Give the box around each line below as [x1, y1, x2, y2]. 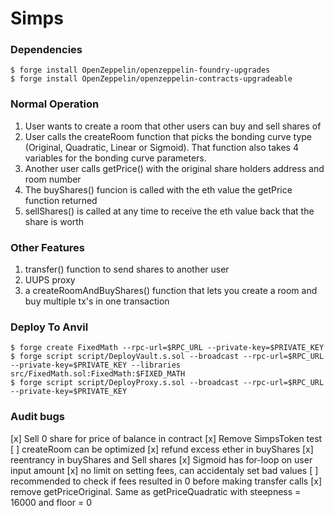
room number [24, 173, 82, 185]
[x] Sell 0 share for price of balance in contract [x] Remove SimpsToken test [10, 432, 323, 444]
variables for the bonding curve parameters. [24, 152, 207, 164]
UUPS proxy [24, 274, 76, 286]
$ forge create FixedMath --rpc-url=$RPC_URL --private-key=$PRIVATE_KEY [10, 343, 325, 353]
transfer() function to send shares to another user [24, 263, 230, 276]
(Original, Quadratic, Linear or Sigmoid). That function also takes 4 [24, 141, 299, 153]
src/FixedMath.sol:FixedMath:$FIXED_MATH [10, 369, 186, 379]
